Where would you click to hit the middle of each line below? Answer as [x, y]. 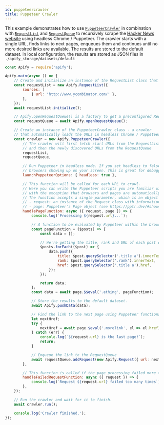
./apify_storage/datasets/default [40, 59]
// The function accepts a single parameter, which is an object [91, 198]
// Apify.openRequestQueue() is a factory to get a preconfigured [83, 117]
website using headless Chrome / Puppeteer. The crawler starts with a [76, 38]
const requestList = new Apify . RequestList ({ [61, 85]
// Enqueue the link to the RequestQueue [74, 355]
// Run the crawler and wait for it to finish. [63, 400]
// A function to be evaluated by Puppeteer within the [89, 224]
